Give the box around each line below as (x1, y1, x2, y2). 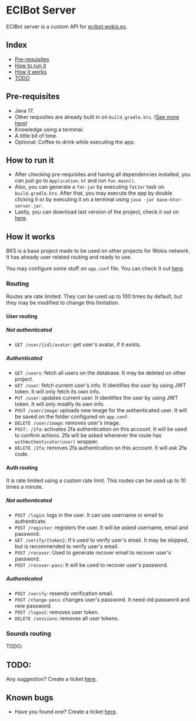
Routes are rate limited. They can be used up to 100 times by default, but (6, 293, 182, 300)
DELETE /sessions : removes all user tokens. (14, 615, 119, 622)
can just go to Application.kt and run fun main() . (14, 177, 136, 184)
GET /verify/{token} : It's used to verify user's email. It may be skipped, (14, 536, 189, 544)
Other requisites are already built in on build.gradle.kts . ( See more (14, 113, 180, 121)
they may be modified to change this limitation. (6, 299, 119, 306)
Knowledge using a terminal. (14, 126, 84, 133)
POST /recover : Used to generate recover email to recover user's (14, 549, 171, 556)
